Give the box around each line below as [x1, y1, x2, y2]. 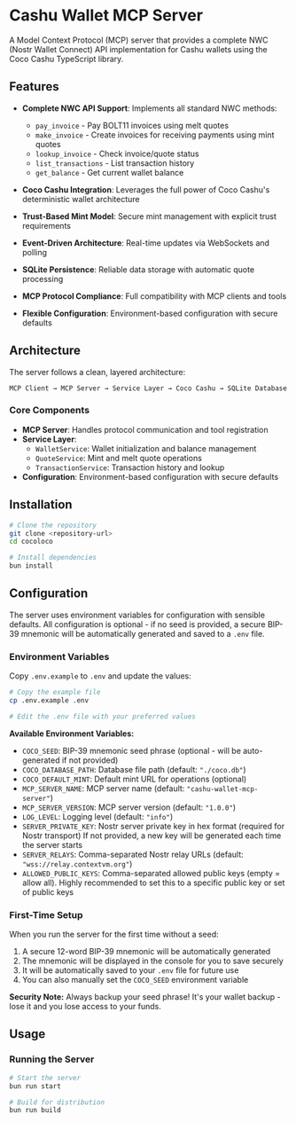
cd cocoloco [9, 537, 53, 546]
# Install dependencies [9, 553, 97, 562]
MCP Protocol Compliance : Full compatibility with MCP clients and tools [21, 290, 287, 302]
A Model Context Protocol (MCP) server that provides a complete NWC [9, 35, 269, 45]
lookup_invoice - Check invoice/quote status [35, 148, 199, 159]
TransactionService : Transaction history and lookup [35, 462, 225, 473]
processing [21, 273, 64, 284]
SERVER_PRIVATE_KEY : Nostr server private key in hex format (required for [21, 820, 285, 831]
